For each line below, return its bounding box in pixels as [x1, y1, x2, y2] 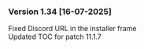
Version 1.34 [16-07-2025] [8, 6, 112, 17]
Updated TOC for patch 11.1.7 [8, 32, 102, 41]
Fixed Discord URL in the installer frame [8, 24, 137, 33]
